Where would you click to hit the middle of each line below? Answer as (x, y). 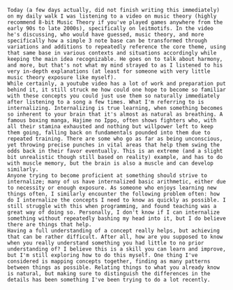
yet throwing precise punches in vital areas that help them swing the (113, 145)
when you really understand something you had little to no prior (106, 243)
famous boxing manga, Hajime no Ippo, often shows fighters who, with (112, 120)
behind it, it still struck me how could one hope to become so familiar (117, 90)
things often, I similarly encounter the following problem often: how (113, 194)
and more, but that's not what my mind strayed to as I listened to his (115, 65)
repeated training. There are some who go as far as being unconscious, (115, 139)
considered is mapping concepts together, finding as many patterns (109, 261)
